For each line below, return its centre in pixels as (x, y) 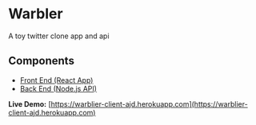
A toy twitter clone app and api (59, 36)
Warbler (36, 14)
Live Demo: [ (30, 104)
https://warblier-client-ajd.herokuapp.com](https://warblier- (149, 104)
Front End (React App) (56, 80)
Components (41, 61)
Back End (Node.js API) (58, 88)
